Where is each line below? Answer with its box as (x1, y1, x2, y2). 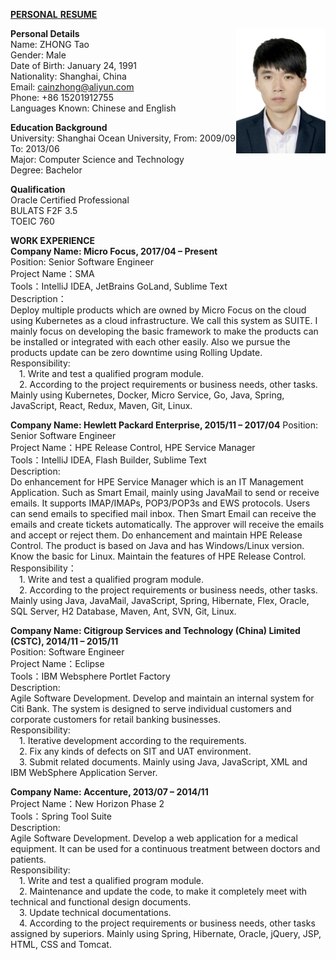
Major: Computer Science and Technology (10, 154, 185, 165)
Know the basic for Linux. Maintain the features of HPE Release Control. (10, 550, 307, 562)
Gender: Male (10, 49, 67, 61)
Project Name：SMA (10, 268, 95, 279)
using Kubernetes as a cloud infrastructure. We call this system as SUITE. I (10, 315, 318, 326)
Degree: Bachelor (10, 164, 83, 176)
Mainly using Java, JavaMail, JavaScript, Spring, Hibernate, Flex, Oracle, (10, 595, 310, 606)
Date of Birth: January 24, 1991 (10, 60, 138, 71)
